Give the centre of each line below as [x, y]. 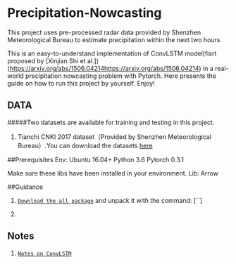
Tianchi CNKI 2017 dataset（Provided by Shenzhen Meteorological [114, 137]
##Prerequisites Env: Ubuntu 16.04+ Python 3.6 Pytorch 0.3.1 [96, 159]
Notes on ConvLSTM [44, 253]
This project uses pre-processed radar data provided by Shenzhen [104, 32]
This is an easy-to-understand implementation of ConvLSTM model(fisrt [112, 53]
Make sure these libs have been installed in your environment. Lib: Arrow [113, 173]
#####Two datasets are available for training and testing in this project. [111, 122]
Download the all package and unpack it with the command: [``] [110, 200]
